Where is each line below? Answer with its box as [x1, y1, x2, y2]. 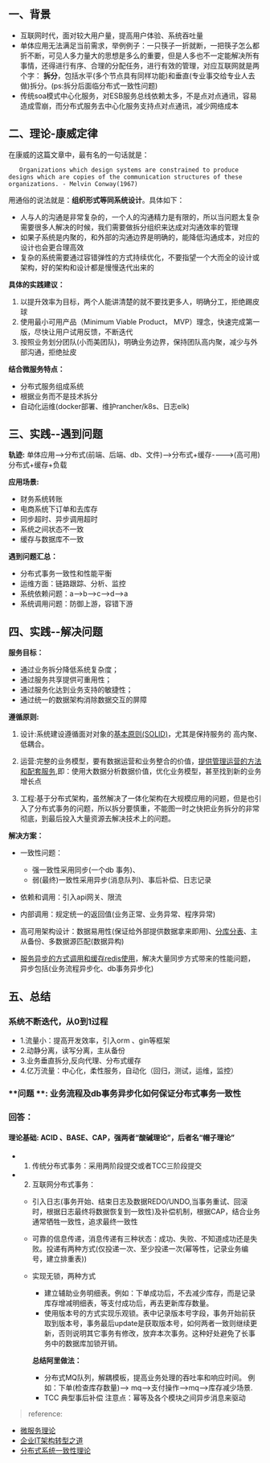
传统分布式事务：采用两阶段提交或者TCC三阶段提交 [31, 1160, 202, 1170]
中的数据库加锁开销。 [51, 1338, 122, 1348]
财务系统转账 [19, 494, 63, 504]
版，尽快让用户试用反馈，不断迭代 [19, 327, 133, 337]
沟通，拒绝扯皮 [27, 347, 77, 357]
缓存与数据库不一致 [19, 535, 84, 544]
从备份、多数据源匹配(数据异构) [19, 936, 125, 946]
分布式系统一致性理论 [19, 1445, 91, 1455]
